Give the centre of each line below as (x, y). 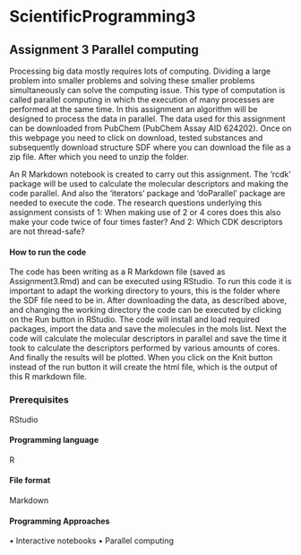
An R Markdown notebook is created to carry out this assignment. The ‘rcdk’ (150, 174)
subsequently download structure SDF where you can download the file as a (150, 147)
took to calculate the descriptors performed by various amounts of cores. (145, 348)
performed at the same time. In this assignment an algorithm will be (133, 109)
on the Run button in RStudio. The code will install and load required (134, 319)
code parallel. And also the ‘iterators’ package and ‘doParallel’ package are (147, 193)
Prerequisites (39, 400)
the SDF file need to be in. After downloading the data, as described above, (148, 300)
